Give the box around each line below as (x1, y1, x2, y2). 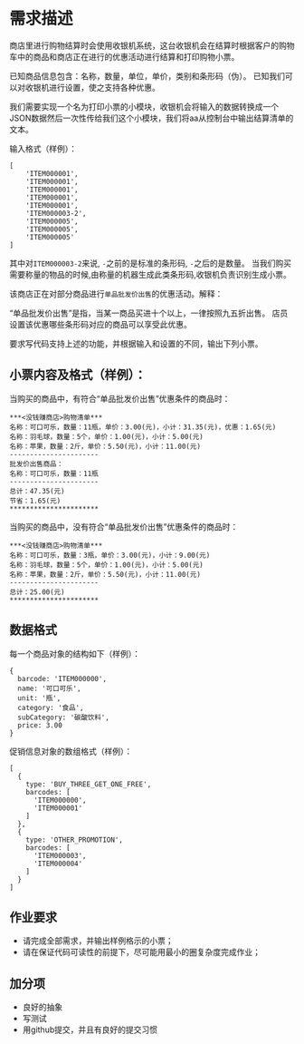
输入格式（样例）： (9, 142, 77, 154)
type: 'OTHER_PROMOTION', (25, 835, 124, 844)
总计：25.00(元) (9, 587, 65, 597)
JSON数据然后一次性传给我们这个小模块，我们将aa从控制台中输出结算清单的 (9, 112, 294, 123)
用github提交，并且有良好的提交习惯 (22, 1024, 158, 1035)
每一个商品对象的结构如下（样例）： (9, 648, 140, 659)
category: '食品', (17, 703, 84, 712)
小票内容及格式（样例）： (9, 367, 147, 383)
